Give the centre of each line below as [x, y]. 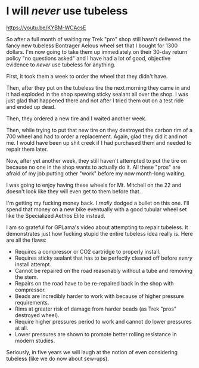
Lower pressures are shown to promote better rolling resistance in [96, 334]
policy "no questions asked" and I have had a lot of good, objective [88, 58]
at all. [21, 328]
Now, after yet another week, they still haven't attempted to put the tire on [97, 160]
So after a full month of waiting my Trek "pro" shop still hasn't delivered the [99, 39]
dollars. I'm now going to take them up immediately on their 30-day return [97, 51]
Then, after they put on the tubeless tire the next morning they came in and [98, 87]
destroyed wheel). [37, 315]
